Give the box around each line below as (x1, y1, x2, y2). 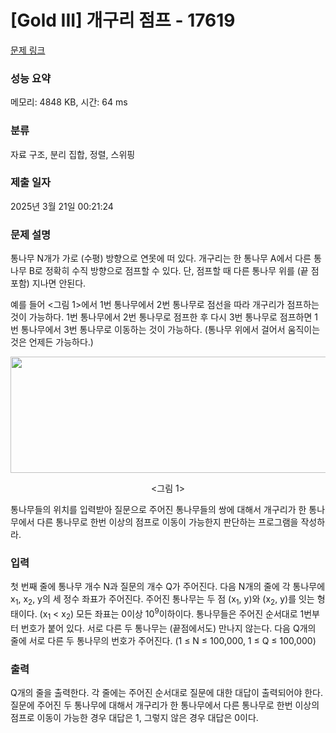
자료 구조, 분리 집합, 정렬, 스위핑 (10, 148, 136, 160)
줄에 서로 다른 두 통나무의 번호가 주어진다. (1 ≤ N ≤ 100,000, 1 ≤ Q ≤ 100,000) (10, 634, 317, 646)
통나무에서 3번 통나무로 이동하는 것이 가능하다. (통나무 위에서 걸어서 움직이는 (20, 324, 321, 336)
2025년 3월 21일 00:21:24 (10, 200, 114, 212)
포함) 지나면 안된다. (10, 277, 87, 290)
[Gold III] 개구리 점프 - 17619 (10, 9, 236, 32)
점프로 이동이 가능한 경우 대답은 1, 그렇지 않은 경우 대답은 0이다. (10, 711, 259, 723)
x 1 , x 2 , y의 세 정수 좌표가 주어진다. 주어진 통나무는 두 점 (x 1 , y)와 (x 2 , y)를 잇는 (10, 593, 315, 608)
